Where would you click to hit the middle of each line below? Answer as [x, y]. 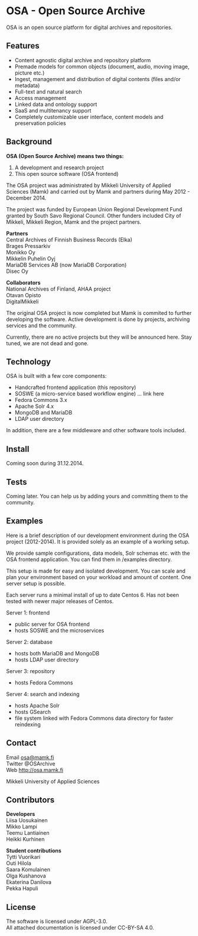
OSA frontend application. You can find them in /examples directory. [89, 559]
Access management [40, 98]
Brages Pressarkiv [28, 246]
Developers [21, 814]
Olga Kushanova [26, 876]
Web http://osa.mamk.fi [35, 770]
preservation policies [40, 123]
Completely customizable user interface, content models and [89, 117]
